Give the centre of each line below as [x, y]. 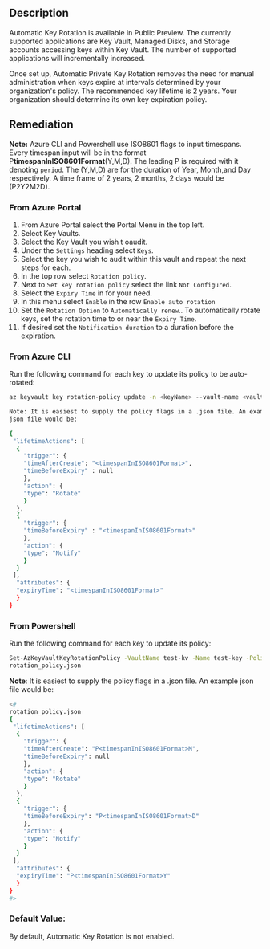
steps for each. [46, 267]
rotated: [22, 383]
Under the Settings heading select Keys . [87, 250]
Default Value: [38, 918]
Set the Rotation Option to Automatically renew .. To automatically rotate [141, 310]
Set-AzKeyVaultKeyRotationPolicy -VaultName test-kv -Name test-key [126, 658]
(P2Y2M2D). [30, 186]
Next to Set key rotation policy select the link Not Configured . [126, 284]
